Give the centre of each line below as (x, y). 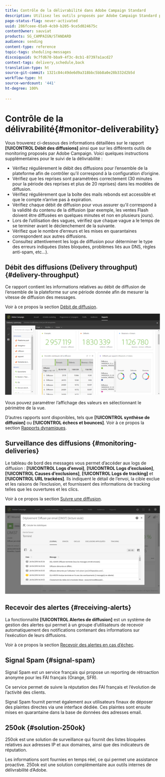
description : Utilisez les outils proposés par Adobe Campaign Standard (81, 16)
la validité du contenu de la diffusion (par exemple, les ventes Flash (80, 210)
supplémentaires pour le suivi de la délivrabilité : (54, 158)
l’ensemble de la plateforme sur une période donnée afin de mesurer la (77, 292)
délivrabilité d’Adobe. (26, 770)
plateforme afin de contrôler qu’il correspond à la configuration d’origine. (86, 173)
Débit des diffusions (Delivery (52, 267)
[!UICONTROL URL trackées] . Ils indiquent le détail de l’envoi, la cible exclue (82, 479)
